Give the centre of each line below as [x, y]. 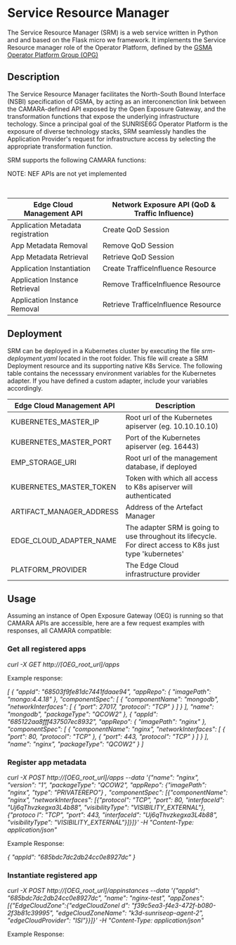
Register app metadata [47, 762]
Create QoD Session [136, 229]
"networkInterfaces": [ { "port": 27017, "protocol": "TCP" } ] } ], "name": [111, 706]
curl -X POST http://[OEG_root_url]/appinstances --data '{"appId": [104, 891]
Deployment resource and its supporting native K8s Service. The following [115, 366]
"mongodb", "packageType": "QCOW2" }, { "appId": [83, 714]
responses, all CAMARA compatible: [60, 630]
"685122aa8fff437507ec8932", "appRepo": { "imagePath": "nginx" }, [107, 721]
